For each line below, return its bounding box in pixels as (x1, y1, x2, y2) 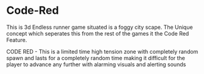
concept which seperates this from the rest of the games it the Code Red (6, 29, 189, 37)
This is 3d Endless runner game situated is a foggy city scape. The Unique (6, 23, 193, 31)
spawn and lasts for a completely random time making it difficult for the (6, 54, 186, 61)
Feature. (6, 36, 27, 43)
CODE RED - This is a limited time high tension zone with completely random (6, 48, 199, 55)
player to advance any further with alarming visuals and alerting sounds (6, 61, 186, 68)
